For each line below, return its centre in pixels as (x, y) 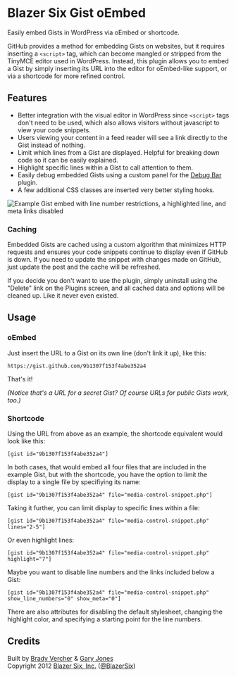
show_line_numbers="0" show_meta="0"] (64, 599)
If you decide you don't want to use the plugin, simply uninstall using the (112, 281)
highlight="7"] (30, 559)
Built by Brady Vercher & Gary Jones (61, 658)
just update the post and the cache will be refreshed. (84, 267)
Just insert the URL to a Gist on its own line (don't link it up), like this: (107, 353)
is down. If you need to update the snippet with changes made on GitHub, (114, 260)
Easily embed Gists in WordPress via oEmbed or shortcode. (93, 32)
